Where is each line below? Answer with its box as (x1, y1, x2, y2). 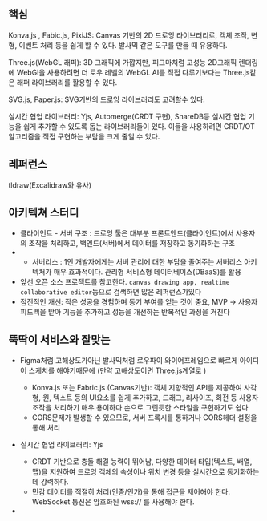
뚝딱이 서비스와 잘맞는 (8, 333, 111, 346)
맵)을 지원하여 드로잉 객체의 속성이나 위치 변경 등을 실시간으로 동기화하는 (31, 467, 260, 477)
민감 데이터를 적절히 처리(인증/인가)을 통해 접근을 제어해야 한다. (31, 487, 231, 497)
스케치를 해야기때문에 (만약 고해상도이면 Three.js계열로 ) (28, 366, 207, 375)
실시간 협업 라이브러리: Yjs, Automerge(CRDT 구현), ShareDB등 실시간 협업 (8, 111, 247, 121)
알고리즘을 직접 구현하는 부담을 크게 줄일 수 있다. (8, 131, 160, 141)
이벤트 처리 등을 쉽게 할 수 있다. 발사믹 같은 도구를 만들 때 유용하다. (18, 40, 228, 50)
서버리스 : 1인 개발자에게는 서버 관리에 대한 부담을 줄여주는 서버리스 (31, 257, 243, 267)
